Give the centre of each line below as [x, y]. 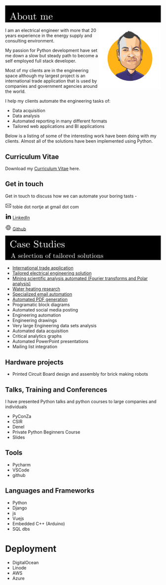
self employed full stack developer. [41, 61]
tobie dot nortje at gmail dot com [45, 207]
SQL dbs [21, 529]
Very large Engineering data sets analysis [54, 326]
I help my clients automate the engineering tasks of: [58, 101]
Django [20, 508]
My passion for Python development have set [51, 50]
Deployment [31, 549]
